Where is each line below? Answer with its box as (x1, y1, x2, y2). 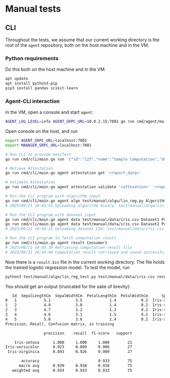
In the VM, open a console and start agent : (5, 109, 94, 115)
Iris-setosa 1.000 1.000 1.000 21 (14, 340, 133, 345)
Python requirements (5, 54, 59, 61)
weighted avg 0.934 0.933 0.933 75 (12, 368, 133, 373)
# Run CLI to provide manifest (5, 152, 71, 157)
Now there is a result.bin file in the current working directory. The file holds (5, 259, 165, 265)
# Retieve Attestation (5, 166, 53, 171)
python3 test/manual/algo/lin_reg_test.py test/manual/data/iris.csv (5, 274, 155, 279)
